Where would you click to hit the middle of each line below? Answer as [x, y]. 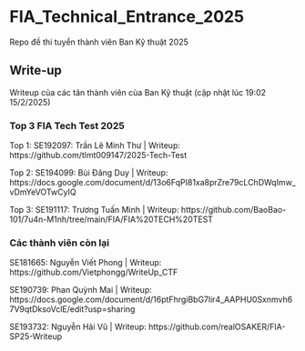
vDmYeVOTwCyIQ [43, 192]
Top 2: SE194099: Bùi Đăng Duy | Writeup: [89, 173]
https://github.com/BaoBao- [234, 210]
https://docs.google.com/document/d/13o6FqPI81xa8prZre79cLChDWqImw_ [152, 183]
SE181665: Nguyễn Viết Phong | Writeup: [86, 263]
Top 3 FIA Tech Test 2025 [67, 125]
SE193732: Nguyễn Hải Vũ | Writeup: [78, 327]
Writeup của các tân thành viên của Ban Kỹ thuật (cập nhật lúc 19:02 [138, 92]
